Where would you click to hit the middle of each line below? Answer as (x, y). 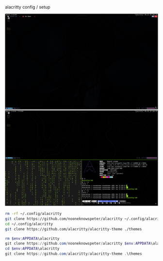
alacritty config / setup (28, 7)
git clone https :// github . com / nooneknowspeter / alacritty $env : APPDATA (78, 244)
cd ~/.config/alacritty (29, 224)
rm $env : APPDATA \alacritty (32, 238)
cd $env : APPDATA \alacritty (32, 249)
